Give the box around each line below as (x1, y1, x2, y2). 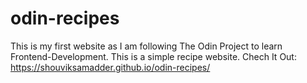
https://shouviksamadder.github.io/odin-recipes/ (10, 61, 211, 73)
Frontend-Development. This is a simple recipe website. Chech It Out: (10, 50, 297, 62)
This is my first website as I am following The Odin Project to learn (10, 40, 283, 52)
